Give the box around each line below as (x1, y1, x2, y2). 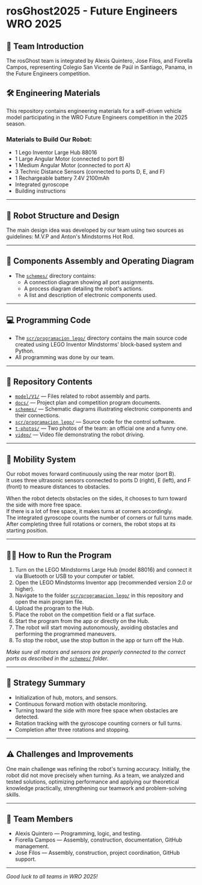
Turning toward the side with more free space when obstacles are (14, 706, 179, 714)
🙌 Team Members (6, 814, 73, 824)
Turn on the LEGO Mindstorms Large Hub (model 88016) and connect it (14, 566, 192, 573)
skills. (6, 791, 20, 798)
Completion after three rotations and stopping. (14, 726, 130, 733)
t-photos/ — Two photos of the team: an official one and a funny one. (14, 424, 188, 432)
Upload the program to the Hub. (14, 604, 94, 612)
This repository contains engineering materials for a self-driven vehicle (6, 107, 182, 114)
